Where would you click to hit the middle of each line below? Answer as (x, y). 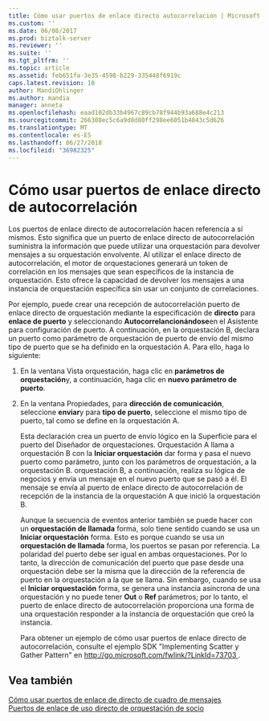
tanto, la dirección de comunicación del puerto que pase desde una (132, 563)
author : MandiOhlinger (46, 90)
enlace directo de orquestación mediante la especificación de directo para (132, 313)
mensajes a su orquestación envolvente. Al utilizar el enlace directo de (125, 255)
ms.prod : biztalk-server (50, 38)
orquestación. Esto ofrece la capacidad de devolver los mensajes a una (126, 280)
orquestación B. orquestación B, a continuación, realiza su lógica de (132, 470)
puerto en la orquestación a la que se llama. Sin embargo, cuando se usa (141, 580)
